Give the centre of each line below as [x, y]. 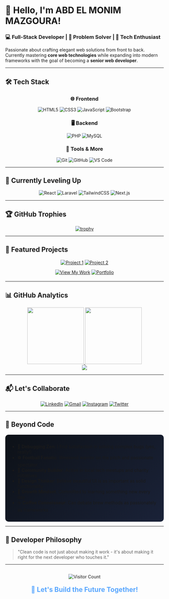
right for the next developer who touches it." [63, 557]
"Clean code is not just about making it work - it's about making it [85, 552]
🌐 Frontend [84, 99]
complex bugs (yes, [135, 447]
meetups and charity [127, 470]
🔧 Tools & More [84, 149]
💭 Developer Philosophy [44, 540]
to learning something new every [116, 492]
